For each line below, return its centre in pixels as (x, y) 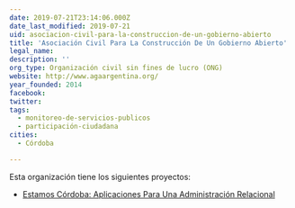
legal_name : (31, 51)
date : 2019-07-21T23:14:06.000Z (70, 18)
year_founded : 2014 (46, 85)
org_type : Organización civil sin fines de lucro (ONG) (116, 68)
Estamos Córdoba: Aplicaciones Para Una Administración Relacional (149, 194)
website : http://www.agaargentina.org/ (84, 77)
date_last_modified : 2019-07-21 (70, 26)
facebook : (28, 93)
